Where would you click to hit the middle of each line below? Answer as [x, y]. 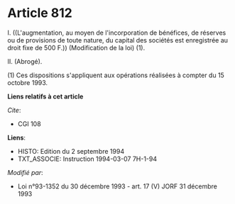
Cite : [14, 110]
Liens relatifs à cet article [45, 96]
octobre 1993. [28, 82]
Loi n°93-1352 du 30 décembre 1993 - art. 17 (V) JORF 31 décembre [117, 186]
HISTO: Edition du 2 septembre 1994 [71, 151]
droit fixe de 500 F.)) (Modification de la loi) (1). [76, 47]
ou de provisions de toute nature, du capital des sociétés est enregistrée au [118, 40]
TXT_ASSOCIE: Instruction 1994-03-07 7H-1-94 [87, 159]
